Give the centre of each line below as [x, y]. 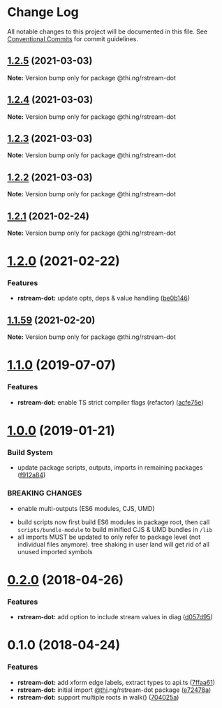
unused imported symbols [55, 551]
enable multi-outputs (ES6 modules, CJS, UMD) [86, 508]
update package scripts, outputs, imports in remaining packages [110, 468]
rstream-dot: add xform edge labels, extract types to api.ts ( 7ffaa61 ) [116, 682]
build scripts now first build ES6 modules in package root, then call [113, 522]
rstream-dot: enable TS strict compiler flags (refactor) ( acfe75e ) [110, 402]
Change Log [43, 12]
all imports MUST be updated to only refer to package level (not [109, 537]
